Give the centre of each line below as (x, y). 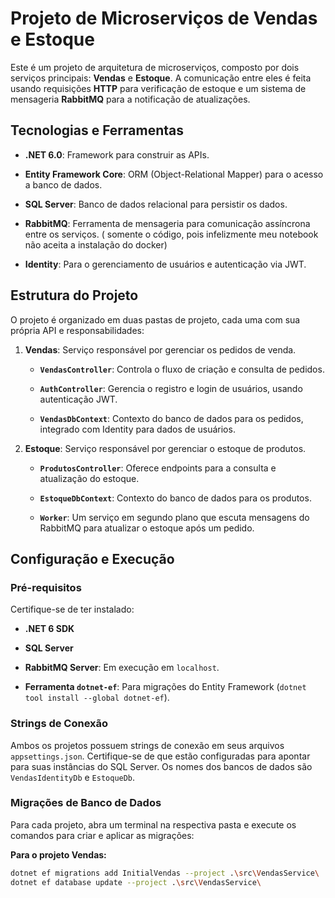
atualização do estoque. (89, 478)
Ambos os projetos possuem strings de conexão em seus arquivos (147, 745)
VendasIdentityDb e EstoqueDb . (73, 777)
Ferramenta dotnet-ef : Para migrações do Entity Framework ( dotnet (165, 687)
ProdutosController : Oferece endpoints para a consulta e (158, 468)
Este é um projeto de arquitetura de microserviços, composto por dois (155, 67)
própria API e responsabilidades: (77, 330)
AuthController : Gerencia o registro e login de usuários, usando (171, 388)
